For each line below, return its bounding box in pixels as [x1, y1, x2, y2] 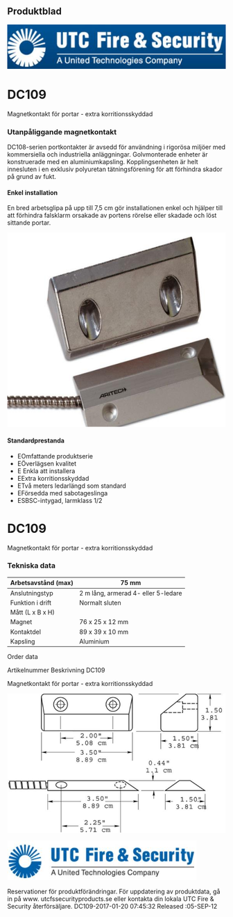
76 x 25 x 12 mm [79, 618, 129, 626]
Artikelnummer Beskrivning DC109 [7, 666, 105, 674]
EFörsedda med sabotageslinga [17, 488, 108, 497]
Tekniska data [7, 561, 55, 571]
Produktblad [7, 6, 62, 17]
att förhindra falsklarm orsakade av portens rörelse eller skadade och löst [7, 212, 217, 220]
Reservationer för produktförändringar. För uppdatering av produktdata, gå [7, 887, 221, 896]
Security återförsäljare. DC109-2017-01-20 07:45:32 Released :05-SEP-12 [7, 902, 218, 911]
